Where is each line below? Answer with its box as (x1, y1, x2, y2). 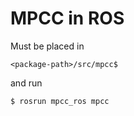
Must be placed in (10, 40, 85, 52)
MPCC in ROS (10, 7, 125, 30)
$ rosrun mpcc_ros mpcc (10, 96, 110, 106)
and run (10, 77, 43, 89)
